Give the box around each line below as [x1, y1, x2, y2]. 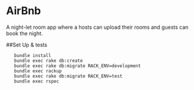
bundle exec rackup [14, 68, 62, 74]
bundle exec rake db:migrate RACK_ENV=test [14, 73, 123, 79]
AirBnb [6, 4, 41, 18]
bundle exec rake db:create [14, 58, 83, 64]
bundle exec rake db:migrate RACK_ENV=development [14, 63, 142, 69]
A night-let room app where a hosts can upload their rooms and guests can [6, 24, 189, 31]
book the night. [6, 29, 43, 36]
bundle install [14, 52, 51, 58]
